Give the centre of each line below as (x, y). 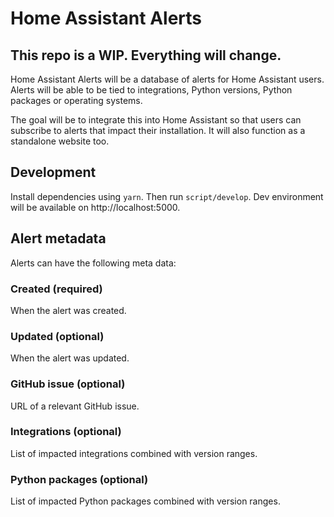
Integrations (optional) (66, 432)
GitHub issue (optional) (68, 384)
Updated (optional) (57, 336)
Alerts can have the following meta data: (93, 263)
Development (53, 172)
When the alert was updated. (70, 358)
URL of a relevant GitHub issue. (75, 406)
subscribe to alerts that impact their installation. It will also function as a (158, 130)
